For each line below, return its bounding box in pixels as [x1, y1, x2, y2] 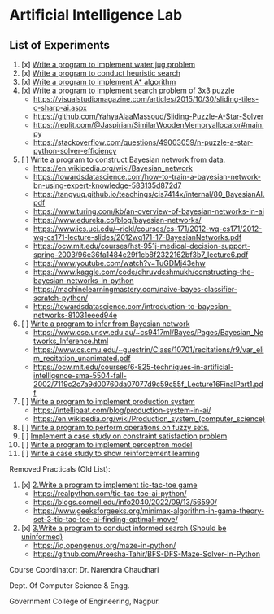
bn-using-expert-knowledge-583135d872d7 [33, 181, 182, 190]
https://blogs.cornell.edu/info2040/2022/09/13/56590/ [33, 498, 218, 507]
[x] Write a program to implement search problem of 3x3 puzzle [20, 85, 235, 95]
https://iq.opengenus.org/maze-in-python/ [33, 541, 176, 550]
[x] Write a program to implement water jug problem [20, 59, 196, 69]
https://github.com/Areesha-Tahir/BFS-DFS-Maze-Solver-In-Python [33, 549, 261, 559]
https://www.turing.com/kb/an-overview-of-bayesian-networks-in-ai [33, 207, 265, 216]
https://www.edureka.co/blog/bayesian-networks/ [33, 216, 202, 224]
